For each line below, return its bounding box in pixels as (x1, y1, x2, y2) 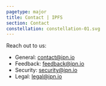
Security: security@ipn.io (14, 67, 78, 74)
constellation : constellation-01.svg (6, 25, 101, 32)
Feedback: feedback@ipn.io (14, 60, 85, 67)
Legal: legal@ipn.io (14, 73, 62, 80)
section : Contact (6, 20, 50, 26)
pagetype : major (6, 8, 47, 15)
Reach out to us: (6, 42, 47, 49)
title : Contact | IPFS (6, 14, 63, 20)
